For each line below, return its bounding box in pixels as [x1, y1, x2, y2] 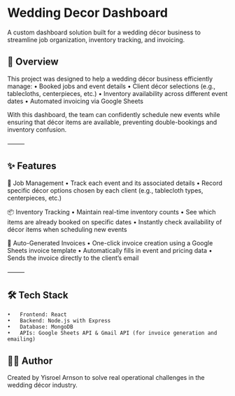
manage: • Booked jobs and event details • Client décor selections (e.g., [7, 82, 215, 90]
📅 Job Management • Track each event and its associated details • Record [7, 179, 222, 187]
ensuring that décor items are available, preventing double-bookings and [7, 118, 218, 126]
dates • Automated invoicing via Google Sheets [7, 97, 144, 105]
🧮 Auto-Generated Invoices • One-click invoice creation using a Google [7, 238, 213, 247]
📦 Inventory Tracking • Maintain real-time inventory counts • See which [7, 207, 216, 216]
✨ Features [7, 160, 57, 172]
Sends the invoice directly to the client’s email [7, 254, 139, 262]
